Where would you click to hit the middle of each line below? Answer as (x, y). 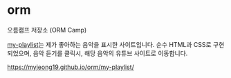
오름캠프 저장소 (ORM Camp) (47, 30)
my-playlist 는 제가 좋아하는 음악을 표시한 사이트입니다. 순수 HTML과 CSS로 (110, 44)
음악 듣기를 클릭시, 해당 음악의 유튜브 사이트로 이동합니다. (110, 53)
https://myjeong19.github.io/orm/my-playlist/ (71, 67)
